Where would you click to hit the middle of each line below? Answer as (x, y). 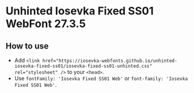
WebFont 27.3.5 (46, 24)
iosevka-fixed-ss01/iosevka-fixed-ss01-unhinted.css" (83, 66)
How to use (27, 46)
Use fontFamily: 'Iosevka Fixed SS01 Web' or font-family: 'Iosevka (101, 78)
